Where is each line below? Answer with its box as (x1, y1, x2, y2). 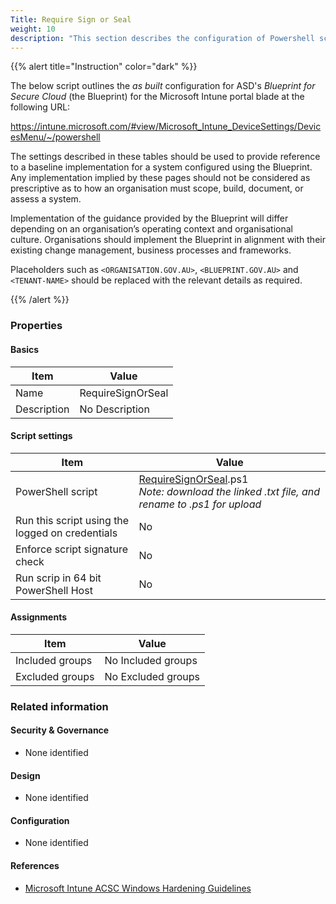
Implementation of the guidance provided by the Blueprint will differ (10, 212, 289, 225)
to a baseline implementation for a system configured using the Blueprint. (10, 161, 313, 173)
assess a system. (10, 193, 82, 205)
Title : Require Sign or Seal (10, 14, 132, 25)
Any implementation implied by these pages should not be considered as (10, 172, 311, 184)
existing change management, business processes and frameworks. (10, 244, 292, 256)
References (10, 860, 60, 872)
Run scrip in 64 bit (15, 571, 102, 585)
